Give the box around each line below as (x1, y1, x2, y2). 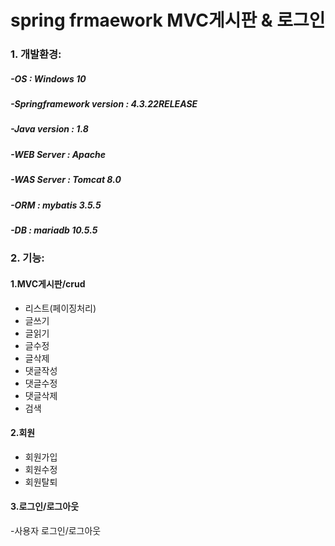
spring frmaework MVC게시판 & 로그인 (10, 9, 326, 32)
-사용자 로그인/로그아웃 (10, 524, 102, 536)
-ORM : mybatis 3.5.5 (10, 199, 102, 211)
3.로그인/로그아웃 (10, 501, 80, 513)
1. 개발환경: (10, 47, 62, 61)
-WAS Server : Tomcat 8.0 (10, 174, 122, 186)
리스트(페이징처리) (24, 302, 97, 314)
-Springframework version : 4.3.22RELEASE (10, 98, 198, 110)
